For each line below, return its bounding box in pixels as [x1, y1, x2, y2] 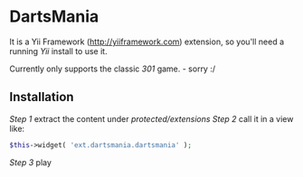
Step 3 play [9, 156, 52, 168]
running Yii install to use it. [9, 45, 108, 56]
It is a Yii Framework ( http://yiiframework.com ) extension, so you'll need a [9, 36, 285, 47]
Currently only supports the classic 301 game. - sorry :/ [9, 63, 216, 74]
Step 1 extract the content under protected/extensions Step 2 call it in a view [9, 113, 294, 124]
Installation [9, 89, 74, 105]
